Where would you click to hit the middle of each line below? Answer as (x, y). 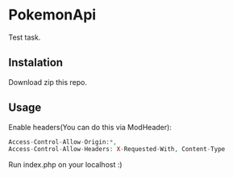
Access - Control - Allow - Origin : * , (62, 142)
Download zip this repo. (48, 82)
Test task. (25, 37)
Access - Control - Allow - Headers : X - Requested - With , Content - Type (117, 150)
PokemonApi (52, 15)
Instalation (35, 63)
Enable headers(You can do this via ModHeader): (90, 127)
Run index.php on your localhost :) (65, 165)
